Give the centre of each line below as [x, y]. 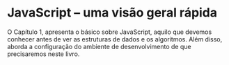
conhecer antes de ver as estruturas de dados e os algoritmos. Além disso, [115, 39]
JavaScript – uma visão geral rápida [112, 13]
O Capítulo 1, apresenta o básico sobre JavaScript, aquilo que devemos [110, 32]
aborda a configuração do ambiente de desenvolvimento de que [99, 46]
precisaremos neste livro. [44, 54]
